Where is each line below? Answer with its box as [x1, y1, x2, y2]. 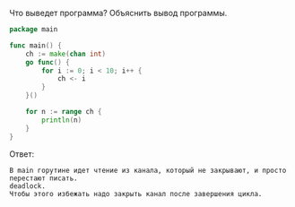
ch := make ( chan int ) [25, 49, 106, 58]
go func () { [25, 57, 70, 66]
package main [9, 25, 58, 34]
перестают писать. [9, 174, 78, 183]
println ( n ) [41, 116, 82, 125]
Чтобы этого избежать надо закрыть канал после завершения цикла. [9, 189, 263, 198]
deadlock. [9, 181, 47, 191]
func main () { [9, 40, 63, 50]
